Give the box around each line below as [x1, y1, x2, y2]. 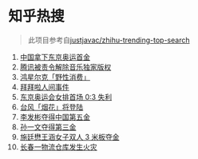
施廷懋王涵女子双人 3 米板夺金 [19, 132, 120, 141]
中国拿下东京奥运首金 [19, 52, 90, 62]
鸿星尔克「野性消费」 [19, 72, 90, 81]
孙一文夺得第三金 [19, 121, 77, 132]
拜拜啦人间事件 [19, 81, 69, 92]
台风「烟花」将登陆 [19, 101, 84, 112]
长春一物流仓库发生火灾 [19, 141, 97, 152]
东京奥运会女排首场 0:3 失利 [19, 92, 113, 101]
